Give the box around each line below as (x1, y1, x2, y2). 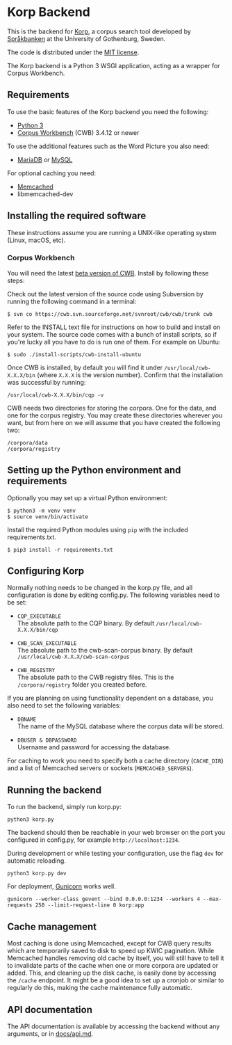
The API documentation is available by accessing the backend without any (7, 1022, 220, 1030)
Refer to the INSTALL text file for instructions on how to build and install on (7, 323, 221, 331)
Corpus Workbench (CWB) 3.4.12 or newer (17, 128, 140, 136)
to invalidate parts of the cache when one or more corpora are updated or (7, 962, 219, 970)
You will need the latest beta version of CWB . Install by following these (7, 269, 209, 277)
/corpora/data (7, 439, 49, 446)
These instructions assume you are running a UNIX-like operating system (7, 228, 217, 237)
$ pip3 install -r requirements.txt (7, 546, 113, 553)
